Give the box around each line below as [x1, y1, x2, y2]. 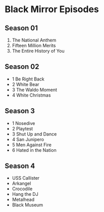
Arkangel [12, 181, 31, 187]
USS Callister [12, 175, 40, 181]
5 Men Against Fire [12, 142, 51, 148]
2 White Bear [12, 81, 39, 87]
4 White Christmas [12, 92, 51, 98]
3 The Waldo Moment [12, 87, 58, 93]
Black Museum [12, 202, 43, 208]
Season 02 [5, 62, 39, 71]
